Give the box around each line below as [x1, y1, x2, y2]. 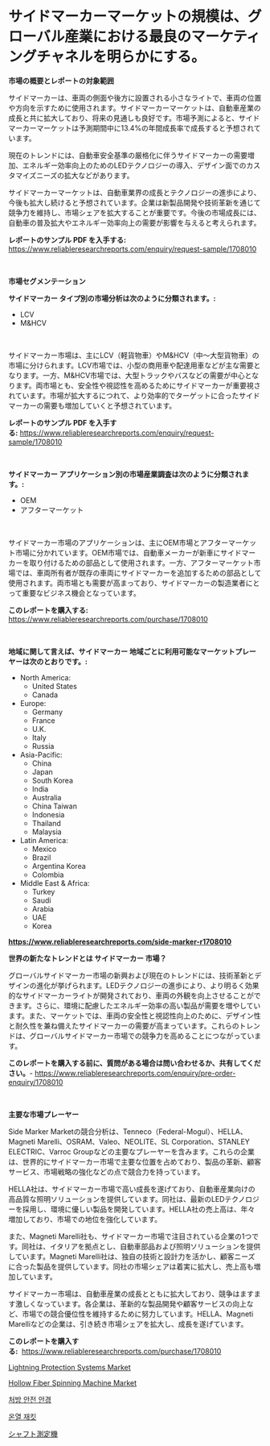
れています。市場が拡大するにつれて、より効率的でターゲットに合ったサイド [8, 390, 260, 400]
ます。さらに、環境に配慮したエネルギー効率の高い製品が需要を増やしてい [14, 1000, 261, 1010]
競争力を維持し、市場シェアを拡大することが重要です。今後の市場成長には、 [8, 207, 261, 218]
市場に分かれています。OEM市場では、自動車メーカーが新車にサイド [14, 547, 242, 557]
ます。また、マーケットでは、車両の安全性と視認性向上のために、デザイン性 [8, 1011, 261, 1020]
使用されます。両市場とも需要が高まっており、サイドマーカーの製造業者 [8, 578, 247, 588]
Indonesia [31, 809, 65, 819]
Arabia [31, 904, 55, 913]
